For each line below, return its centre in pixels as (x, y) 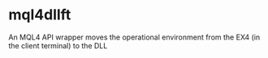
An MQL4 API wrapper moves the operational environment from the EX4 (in (134, 37)
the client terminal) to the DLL (58, 45)
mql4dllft (40, 15)
